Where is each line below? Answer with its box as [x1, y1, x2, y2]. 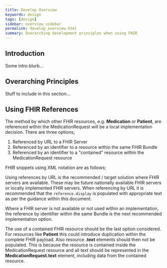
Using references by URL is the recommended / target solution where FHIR [5, 174, 159, 181]
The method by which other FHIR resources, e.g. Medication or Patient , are [5, 119, 161, 125]
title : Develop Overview [5, 7, 57, 13]
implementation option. [5, 216, 53, 222]
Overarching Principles [5, 77, 79, 86]
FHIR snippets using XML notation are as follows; [5, 164, 106, 171]
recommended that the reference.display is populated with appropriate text [5, 191, 162, 197]
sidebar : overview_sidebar [5, 21, 61, 27]
